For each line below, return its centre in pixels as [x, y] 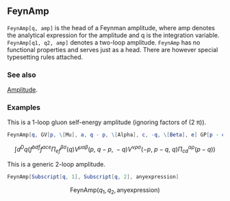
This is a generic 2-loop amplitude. [56, 164]
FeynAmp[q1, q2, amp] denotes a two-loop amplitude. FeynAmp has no [104, 42]
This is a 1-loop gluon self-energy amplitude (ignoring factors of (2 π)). [107, 122]
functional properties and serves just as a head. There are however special [113, 49]
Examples [24, 108]
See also [22, 75]
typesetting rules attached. [45, 57]
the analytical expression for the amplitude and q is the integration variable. [114, 35]
